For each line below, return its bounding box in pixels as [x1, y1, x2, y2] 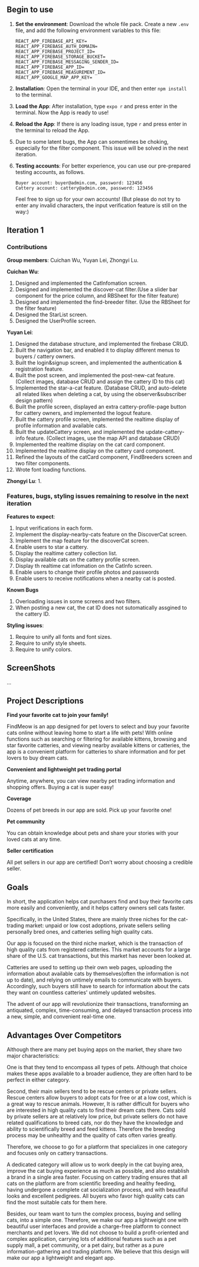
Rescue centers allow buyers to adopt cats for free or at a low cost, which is [6, 1094, 192, 1101]
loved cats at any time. [6, 836, 62, 843]
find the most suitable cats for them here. [6, 1199, 107, 1206]
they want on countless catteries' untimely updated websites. [6, 989, 156, 996]
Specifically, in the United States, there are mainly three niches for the [6, 916, 177, 923]
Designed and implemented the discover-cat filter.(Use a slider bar [15, 285, 178, 292]
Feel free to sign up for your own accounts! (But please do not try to [15, 195, 181, 202]
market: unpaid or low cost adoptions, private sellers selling [25, 922, 171, 929]
